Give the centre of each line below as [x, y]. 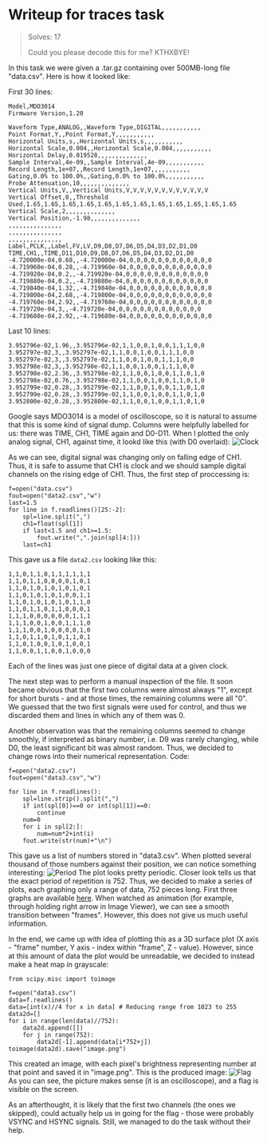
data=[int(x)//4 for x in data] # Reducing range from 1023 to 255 [123, 1007]
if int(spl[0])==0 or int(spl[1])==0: [87, 806]
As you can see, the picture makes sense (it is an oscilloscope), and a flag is [133, 1081]
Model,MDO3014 [32, 106]
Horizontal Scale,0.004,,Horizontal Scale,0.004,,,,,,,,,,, [110, 148]
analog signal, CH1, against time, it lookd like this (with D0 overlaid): [119, 442]
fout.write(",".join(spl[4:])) [89, 538]
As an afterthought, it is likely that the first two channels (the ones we [122, 1105]
